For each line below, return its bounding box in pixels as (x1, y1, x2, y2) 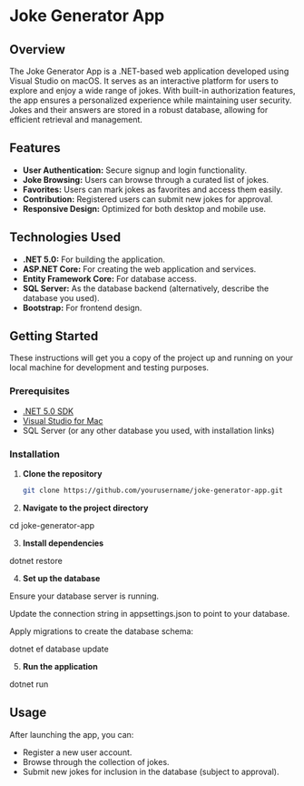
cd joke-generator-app (9, 519, 95, 530)
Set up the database (22, 572, 101, 583)
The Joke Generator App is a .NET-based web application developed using (9, 65, 289, 76)
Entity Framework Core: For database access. (22, 273, 197, 284)
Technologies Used (9, 229, 121, 246)
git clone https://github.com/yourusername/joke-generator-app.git (22, 486, 283, 496)
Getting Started (9, 328, 99, 344)
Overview (9, 42, 66, 57)
